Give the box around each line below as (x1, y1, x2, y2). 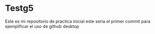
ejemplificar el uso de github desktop (5, 23, 79, 29)
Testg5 (5, 3, 34, 14)
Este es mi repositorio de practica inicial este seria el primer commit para (5, 18, 151, 24)
